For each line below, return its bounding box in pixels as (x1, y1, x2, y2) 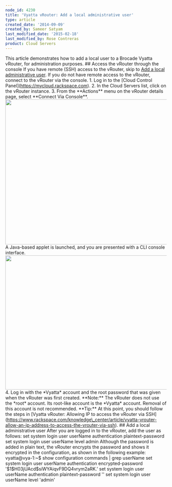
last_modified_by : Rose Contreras (5, 37, 79, 42)
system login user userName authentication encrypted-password (5, 460, 143, 466)
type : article (5, 17, 36, 22)
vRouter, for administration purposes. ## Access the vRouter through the (5, 60, 159, 67)
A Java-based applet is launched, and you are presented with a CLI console (5, 244, 165, 250)
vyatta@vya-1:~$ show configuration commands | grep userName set (5, 455, 153, 461)
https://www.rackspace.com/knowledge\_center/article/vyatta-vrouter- (7, 416, 157, 423)
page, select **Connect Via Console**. (5, 93, 89, 99)
